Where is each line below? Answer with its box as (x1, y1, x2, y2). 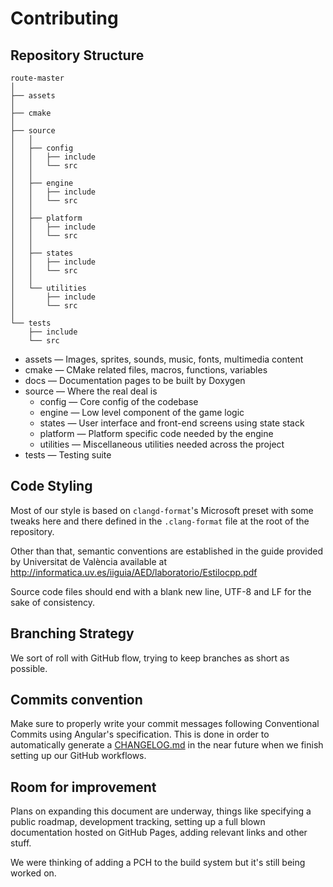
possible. (10, 662, 48, 674)
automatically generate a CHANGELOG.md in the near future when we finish (10, 739, 324, 751)
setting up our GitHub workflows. (10, 750, 147, 762)
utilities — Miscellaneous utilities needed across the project (39, 438, 285, 450)
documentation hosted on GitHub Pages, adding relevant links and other (10, 827, 308, 839)
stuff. (10, 837, 32, 849)
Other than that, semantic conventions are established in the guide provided (10, 545, 323, 557)
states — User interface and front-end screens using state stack (39, 417, 305, 429)
